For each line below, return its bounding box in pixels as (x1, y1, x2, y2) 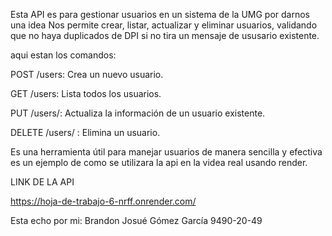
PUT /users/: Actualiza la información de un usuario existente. (10, 107, 266, 119)
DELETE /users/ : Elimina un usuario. (10, 127, 161, 138)
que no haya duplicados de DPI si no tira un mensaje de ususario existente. (10, 30, 320, 41)
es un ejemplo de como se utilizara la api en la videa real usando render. (10, 157, 308, 168)
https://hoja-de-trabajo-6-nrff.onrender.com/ (10, 195, 197, 207)
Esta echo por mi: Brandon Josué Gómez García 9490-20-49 (10, 215, 263, 226)
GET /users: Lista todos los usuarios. (10, 88, 162, 99)
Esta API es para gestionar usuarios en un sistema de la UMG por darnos (10, 9, 311, 20)
